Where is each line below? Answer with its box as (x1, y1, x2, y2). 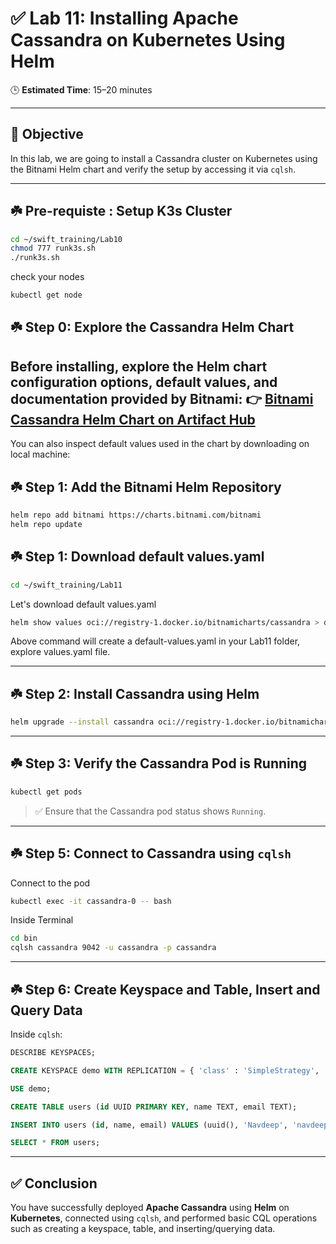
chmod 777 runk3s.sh (10, 243, 97, 254)
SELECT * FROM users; (10, 1138, 101, 1148)
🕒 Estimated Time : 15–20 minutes (10, 83, 153, 96)
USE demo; (10, 1083, 52, 1094)
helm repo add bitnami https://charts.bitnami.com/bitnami (10, 510, 262, 521)
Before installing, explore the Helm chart (10, 358, 268, 375)
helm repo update (10, 519, 83, 529)
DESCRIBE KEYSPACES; (10, 1048, 97, 1058)
